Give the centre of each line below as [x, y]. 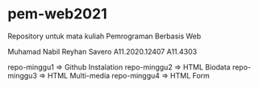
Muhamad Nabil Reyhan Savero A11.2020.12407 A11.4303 [102, 51]
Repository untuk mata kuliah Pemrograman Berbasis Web [104, 36]
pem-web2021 [57, 14]
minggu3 [23, 75]
